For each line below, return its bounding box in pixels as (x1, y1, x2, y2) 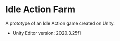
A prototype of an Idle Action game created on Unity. (5, 20, 115, 26)
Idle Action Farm (5, 4, 76, 15)
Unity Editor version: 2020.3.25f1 (12, 30, 81, 36)
